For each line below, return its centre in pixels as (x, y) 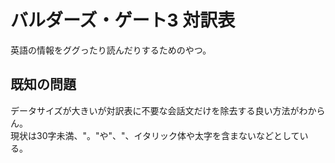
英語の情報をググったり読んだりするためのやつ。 (111, 50)
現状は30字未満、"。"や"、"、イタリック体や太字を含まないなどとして (155, 135)
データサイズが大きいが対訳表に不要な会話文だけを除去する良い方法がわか (163, 110)
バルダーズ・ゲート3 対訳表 (123, 20)
